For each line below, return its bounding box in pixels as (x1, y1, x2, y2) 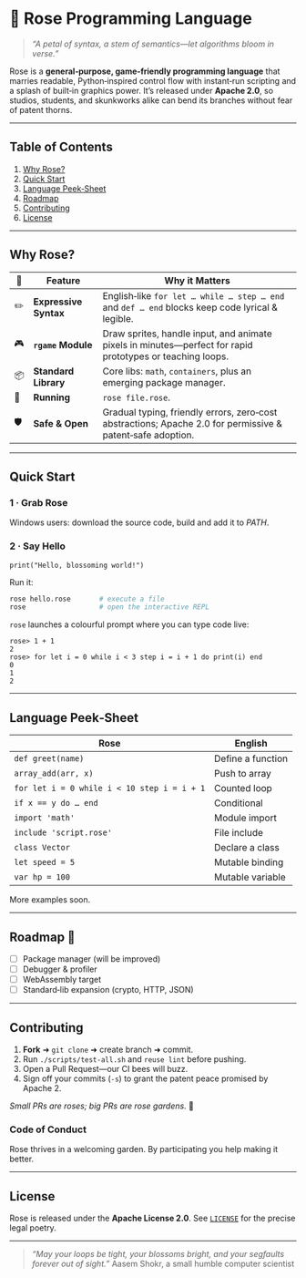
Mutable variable (213, 871, 287, 883)
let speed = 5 (14, 857, 76, 868)
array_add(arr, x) (14, 768, 94, 778)
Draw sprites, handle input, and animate (102, 327, 272, 340)
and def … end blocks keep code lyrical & (102, 301, 278, 314)
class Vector (14, 842, 71, 853)
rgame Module (33, 338, 93, 351)
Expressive (33, 295, 83, 308)
